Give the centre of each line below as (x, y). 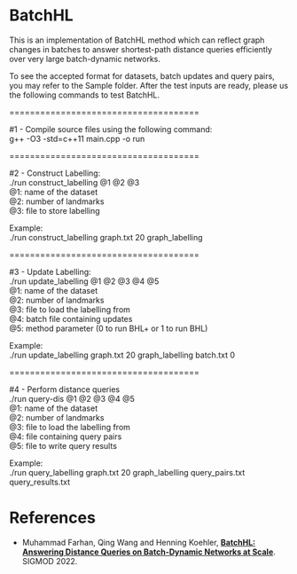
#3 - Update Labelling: (50, 271)
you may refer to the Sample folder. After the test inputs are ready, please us (149, 85)
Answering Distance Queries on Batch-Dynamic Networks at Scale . (149, 552)
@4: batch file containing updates (71, 318)
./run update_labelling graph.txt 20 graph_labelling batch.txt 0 (122, 355)
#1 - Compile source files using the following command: (111, 129)
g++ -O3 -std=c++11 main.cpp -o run (77, 138)
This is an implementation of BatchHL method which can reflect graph (137, 40)
